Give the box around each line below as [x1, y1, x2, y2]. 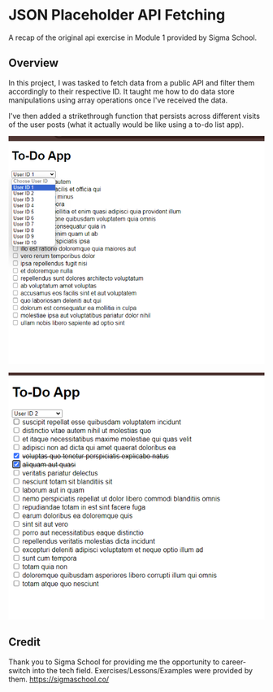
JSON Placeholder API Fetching [8, 6, 226, 24]
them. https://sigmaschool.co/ [8, 674, 110, 684]
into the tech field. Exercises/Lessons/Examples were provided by [32, 665, 253, 675]
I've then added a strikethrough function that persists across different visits [8, 111, 260, 120]
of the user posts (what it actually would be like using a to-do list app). [8, 120, 245, 129]
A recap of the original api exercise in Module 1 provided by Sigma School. [8, 33, 258, 42]
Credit [8, 635, 41, 649]
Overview [8, 56, 59, 70]
